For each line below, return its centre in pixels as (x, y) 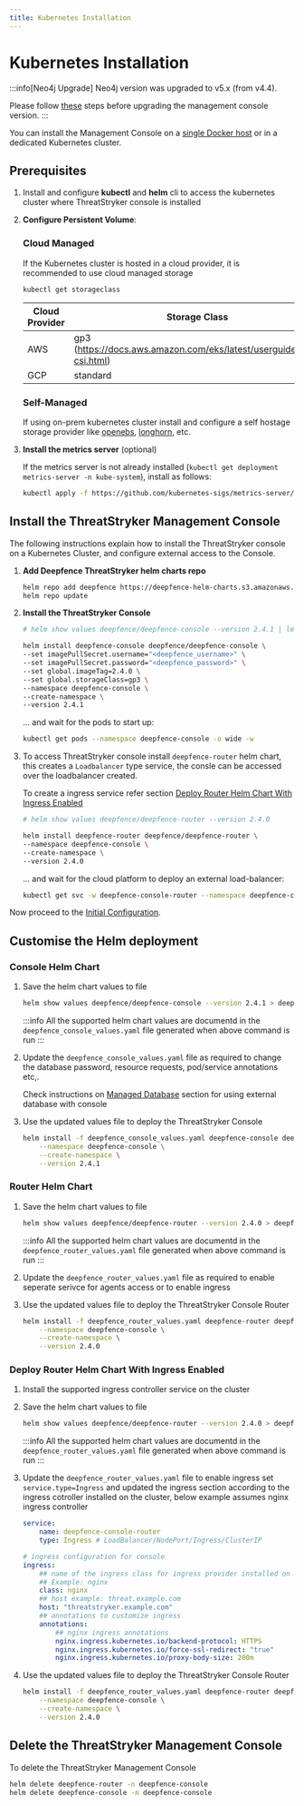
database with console (65, 1104)
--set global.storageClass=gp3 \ (85, 680)
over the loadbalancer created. (80, 776)
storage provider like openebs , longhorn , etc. (107, 431)
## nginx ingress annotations (112, 1633)
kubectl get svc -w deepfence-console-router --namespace (134, 895)
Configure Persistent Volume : (80, 220)
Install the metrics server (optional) (90, 449)
